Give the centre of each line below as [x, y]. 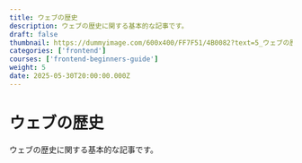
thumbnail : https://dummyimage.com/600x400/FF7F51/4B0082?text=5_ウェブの [150, 43]
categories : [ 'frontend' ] [58, 51]
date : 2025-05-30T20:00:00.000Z [70, 76]
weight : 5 [28, 68]
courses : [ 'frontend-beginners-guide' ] [84, 59]
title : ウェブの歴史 [44, 17]
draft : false [34, 34]
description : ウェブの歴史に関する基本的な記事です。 [99, 26]
